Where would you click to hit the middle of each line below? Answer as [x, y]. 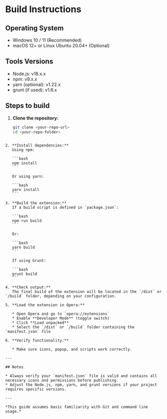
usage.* [13, 411]
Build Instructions [44, 9]
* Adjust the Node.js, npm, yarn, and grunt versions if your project [81, 385]
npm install [25, 163]
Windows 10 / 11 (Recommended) [47, 40]
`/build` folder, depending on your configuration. [61, 296]
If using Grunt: [29, 261]
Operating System [35, 28]
